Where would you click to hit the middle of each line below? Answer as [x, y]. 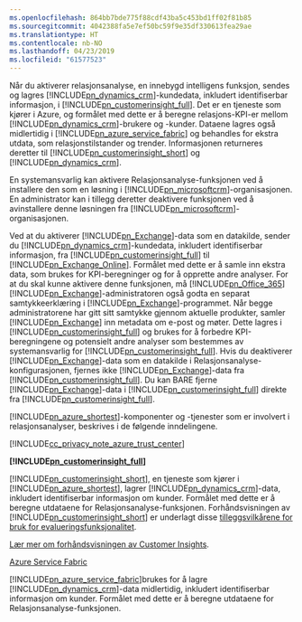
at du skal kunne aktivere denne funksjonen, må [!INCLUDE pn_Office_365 [146, 284]
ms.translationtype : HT [54, 34]
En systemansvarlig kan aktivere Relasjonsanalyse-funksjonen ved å [137, 180]
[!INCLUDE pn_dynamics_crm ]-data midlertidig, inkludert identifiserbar [140, 589]
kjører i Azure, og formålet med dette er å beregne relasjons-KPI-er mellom [149, 114]
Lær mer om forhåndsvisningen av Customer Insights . [110, 544]
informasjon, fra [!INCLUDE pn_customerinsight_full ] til [110, 255]
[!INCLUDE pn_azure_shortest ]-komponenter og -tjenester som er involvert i [150, 416]
